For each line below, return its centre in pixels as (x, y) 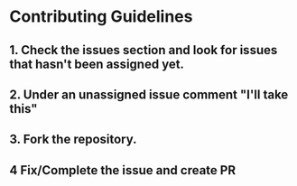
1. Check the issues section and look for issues (144, 50)
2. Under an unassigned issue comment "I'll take (149, 94)
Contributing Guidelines (101, 17)
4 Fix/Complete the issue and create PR (123, 170)
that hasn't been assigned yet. (97, 64)
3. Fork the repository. (73, 139)
